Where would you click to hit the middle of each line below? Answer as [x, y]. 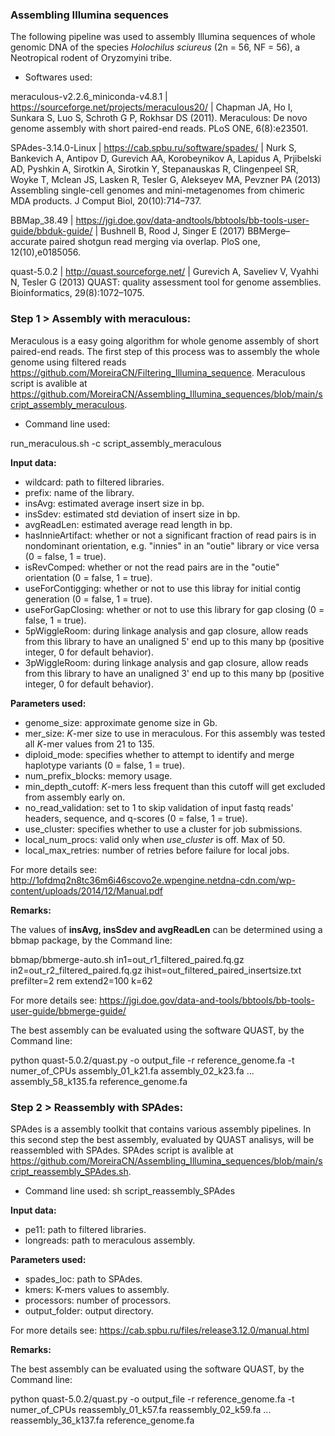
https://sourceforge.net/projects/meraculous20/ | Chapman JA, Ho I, [151, 107]
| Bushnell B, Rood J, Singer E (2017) [170, 231]
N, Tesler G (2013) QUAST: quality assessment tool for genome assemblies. [166, 282]
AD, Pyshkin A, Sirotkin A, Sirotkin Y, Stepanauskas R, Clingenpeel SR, [154, 169]
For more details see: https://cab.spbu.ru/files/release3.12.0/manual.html [160, 1330]
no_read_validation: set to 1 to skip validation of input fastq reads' [159, 807]
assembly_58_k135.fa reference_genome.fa [99, 1081]
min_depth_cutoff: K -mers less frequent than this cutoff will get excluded [175, 786]
